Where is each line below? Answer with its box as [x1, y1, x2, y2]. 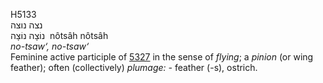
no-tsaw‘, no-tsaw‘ [10, 40, 90, 52]
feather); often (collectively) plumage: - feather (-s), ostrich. [10, 62, 258, 73]
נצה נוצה [10, 19, 43, 31]
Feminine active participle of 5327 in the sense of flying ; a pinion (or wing [10, 51, 314, 63]
